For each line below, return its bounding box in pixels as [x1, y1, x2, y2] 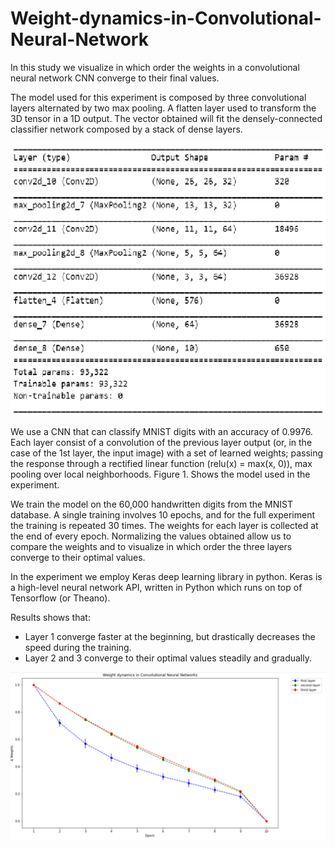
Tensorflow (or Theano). [10, 592, 111, 604]
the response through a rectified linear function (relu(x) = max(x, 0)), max [10, 458, 313, 470]
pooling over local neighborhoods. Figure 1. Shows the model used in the [10, 468, 311, 481]
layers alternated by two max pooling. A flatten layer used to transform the [10, 102, 317, 114]
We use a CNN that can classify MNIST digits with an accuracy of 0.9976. [10, 426, 313, 438]
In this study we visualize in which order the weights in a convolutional [10, 61, 300, 73]
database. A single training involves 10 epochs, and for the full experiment [10, 509, 315, 521]
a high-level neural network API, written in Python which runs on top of [10, 582, 303, 594]
